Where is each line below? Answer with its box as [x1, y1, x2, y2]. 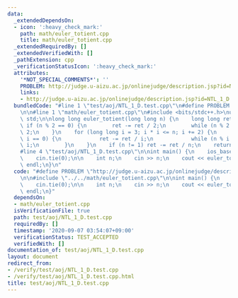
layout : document [7, 254, 59, 261]
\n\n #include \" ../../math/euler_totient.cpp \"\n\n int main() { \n [20, 174, 220, 181]
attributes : [13, 69, 50, 76]
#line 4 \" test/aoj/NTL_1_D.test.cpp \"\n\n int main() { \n [20, 148, 195, 155]
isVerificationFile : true [13, 208, 91, 215]
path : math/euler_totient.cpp [20, 30, 110, 37]
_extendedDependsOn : [13, 17, 74, 24]
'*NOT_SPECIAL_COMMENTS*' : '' [20, 76, 110, 83]
